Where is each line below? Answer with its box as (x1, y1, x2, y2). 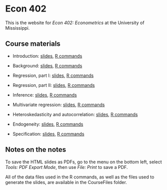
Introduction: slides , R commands (12, 53, 82, 59)
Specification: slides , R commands (12, 131, 85, 137)
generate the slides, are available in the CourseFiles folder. (5, 179, 127, 185)
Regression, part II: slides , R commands (12, 82, 95, 88)
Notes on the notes (5, 145, 67, 154)
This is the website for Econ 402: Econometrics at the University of (5, 20, 145, 26)
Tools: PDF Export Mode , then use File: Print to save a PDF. (5, 164, 128, 170)
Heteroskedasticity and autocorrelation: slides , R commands (12, 111, 138, 117)
